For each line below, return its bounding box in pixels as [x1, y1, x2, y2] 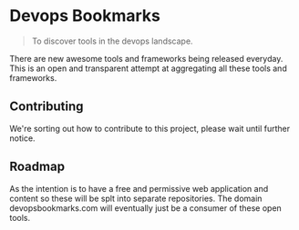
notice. [9, 133, 36, 144]
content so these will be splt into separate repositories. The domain [9, 193, 263, 204]
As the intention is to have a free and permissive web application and [9, 183, 269, 194]
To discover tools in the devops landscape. [31, 35, 193, 46]
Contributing [9, 99, 84, 115]
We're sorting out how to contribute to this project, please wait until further [9, 123, 291, 134]
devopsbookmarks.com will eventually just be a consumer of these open [9, 202, 283, 214]
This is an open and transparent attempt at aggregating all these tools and [9, 63, 287, 74]
